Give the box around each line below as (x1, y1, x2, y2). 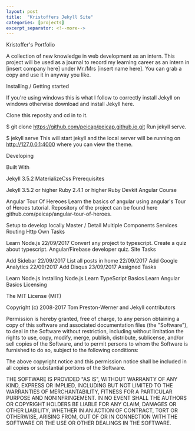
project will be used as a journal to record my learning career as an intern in (6, 59, 190, 66)
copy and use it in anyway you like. (6, 71, 91, 78)
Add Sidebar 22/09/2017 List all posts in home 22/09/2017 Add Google (6, 257, 178, 264)
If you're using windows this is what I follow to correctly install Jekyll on (6, 94, 180, 101)
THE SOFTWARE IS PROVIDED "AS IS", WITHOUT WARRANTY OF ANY (6, 376, 178, 383)
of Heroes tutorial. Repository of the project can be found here (6, 204, 158, 211)
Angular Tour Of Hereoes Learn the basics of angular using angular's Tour (6, 198, 186, 205)
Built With (6, 164, 29, 171)
